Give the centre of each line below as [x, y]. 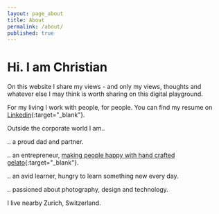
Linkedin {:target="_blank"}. [46, 115]
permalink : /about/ [35, 26]
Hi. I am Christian [58, 67]
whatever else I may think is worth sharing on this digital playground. [105, 94]
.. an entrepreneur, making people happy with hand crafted [91, 155]
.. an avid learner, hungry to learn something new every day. [93, 176]
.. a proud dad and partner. [45, 142]
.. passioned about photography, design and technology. [88, 190]
